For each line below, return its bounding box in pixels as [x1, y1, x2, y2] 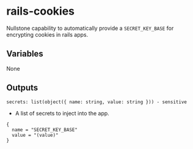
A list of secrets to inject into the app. [15, 109, 110, 117]
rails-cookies [6, 4, 75, 18]
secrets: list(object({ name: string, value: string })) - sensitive [6, 99, 188, 105]
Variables [6, 49, 44, 59]
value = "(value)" [12, 132, 59, 138]
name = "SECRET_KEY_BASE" [12, 126, 78, 133]
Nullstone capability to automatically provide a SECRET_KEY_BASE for [6, 24, 174, 32]
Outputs [6, 82, 38, 93]
